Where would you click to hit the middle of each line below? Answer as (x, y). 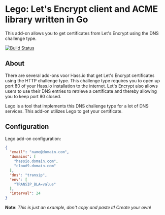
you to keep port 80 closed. (33, 96)
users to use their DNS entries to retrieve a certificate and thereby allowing (81, 91)
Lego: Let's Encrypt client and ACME (82, 9)
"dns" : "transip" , (29, 175)
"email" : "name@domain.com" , (39, 152)
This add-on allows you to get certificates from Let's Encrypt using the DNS (82, 33)
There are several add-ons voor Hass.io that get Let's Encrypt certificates (80, 75)
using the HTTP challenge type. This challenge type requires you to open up (82, 80)
